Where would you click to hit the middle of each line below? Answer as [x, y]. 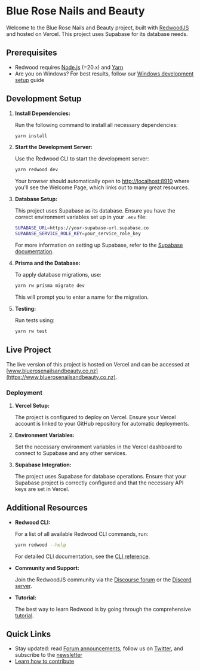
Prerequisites [32, 53]
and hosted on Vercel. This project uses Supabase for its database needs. [97, 34]
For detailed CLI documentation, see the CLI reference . [82, 556]
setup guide [30, 80]
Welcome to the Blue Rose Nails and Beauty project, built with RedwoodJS [98, 28]
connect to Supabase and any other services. [71, 453]
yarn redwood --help [40, 545]
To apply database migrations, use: [58, 275]
